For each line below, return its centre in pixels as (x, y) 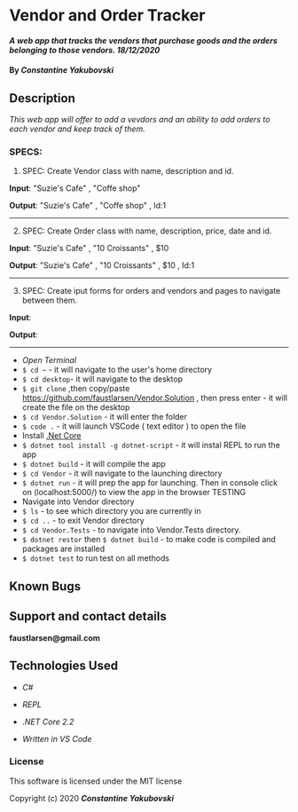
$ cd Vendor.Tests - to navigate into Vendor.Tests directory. (131, 530)
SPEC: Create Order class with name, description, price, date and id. (147, 231)
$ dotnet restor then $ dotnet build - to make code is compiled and (149, 540)
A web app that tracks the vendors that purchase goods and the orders (143, 40)
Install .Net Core (51, 436)
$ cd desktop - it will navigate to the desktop (102, 379)
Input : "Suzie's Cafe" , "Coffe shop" (75, 188)
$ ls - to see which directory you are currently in (111, 511)
